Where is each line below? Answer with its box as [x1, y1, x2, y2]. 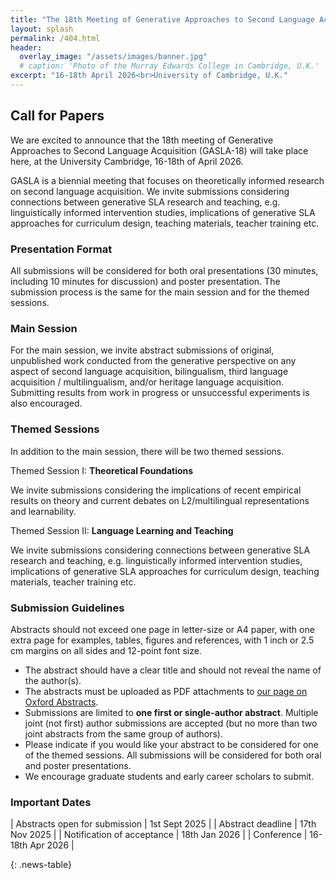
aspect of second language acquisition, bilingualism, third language [10, 366, 289, 378]
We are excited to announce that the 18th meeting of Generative [10, 134, 274, 146]
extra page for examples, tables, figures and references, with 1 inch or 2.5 [10, 634, 315, 646]
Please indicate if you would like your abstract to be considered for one [24, 738, 319, 750]
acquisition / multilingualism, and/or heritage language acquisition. [10, 376, 285, 388]
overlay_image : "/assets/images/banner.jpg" [19, 52, 208, 62]
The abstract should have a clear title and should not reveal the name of [24, 664, 322, 676]
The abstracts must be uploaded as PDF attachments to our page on [24, 685, 308, 697]
